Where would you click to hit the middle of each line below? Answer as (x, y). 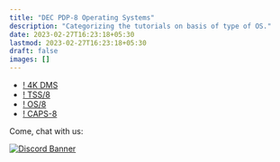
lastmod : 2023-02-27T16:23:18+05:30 (78, 43)
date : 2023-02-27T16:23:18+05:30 (72, 34)
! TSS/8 (36, 94)
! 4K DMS (40, 85)
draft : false (34, 51)
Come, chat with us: (46, 131)
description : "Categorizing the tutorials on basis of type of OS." (140, 26)
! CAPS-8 (40, 114)
